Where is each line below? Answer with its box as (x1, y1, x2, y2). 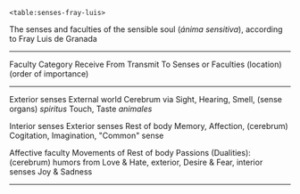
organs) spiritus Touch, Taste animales (9, 103, 153, 114)
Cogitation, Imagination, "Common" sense (9, 130, 164, 141)
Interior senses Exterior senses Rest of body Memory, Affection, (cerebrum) (9, 121, 288, 131)
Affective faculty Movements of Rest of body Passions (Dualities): (9, 148, 252, 158)
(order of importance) (9, 69, 89, 79)
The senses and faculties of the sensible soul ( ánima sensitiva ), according (9, 24, 283, 35)
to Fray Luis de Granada (9, 34, 98, 44)
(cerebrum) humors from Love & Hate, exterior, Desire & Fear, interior (9, 157, 263, 167)
